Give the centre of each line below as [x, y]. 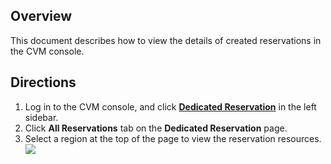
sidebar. [41, 117]
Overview [41, 16]
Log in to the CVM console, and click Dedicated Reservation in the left [170, 106]
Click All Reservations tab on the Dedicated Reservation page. [156, 128]
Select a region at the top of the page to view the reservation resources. [173, 138]
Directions [43, 82]
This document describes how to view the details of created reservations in [166, 40]
